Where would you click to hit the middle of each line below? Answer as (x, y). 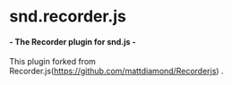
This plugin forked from (53, 62)
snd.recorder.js (68, 17)
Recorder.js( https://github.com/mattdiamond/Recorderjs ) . (116, 71)
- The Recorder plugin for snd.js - (73, 41)
